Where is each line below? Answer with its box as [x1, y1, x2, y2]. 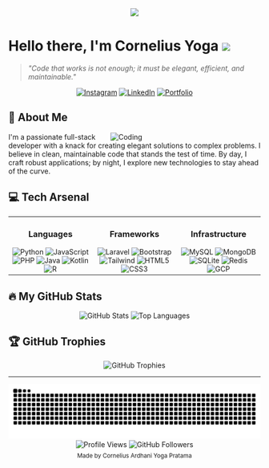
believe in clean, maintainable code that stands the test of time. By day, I [8, 149, 247, 159]
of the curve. [8, 166, 51, 176]
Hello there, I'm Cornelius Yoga [8, 37, 219, 55]
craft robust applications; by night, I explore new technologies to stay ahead [8, 157, 259, 167]
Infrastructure [191, 229, 247, 240]
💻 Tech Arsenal [8, 190, 90, 204]
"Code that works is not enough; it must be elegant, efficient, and [27, 63, 245, 73]
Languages [27, 229, 74, 240]
